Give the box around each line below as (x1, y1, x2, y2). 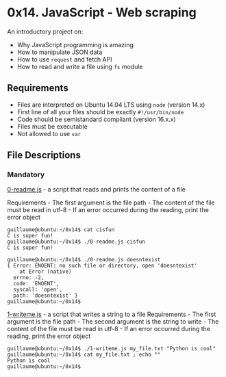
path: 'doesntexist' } (13, 292, 78, 299)
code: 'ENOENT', (13, 281, 60, 287)
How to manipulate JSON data (16, 48, 103, 56)
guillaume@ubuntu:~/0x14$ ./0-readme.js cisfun (7, 238, 146, 246)
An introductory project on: (7, 27, 84, 36)
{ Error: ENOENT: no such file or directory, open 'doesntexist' (7, 262, 197, 270)
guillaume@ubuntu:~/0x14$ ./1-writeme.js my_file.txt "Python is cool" (7, 346, 216, 352)
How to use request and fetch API (16, 55, 112, 63)
